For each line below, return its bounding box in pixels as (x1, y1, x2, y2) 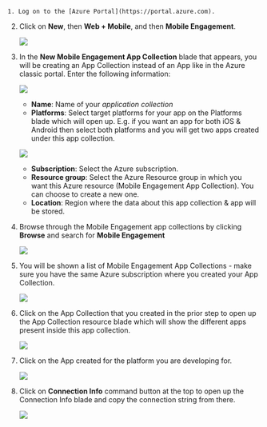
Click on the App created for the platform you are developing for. (18, 356, 233, 365)
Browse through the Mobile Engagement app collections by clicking (18, 222, 242, 231)
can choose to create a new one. (30, 190, 140, 199)
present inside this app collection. (18, 325, 131, 335)
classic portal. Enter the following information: (18, 69, 171, 78)
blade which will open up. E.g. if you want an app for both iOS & (30, 117, 241, 126)
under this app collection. (30, 134, 115, 143)
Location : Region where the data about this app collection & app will (30, 198, 257, 207)
